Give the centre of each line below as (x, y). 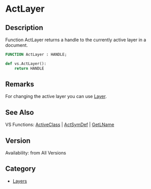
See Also (20, 112)
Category (21, 169)
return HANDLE (29, 68)
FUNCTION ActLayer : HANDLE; (36, 54)
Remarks (20, 84)
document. (17, 45)
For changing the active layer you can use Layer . (56, 97)
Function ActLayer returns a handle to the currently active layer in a (76, 40)
